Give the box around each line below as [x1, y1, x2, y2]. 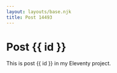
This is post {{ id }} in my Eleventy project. [6, 60, 112, 67]
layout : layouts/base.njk [6, 8, 71, 15]
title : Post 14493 [6, 14, 52, 20]
